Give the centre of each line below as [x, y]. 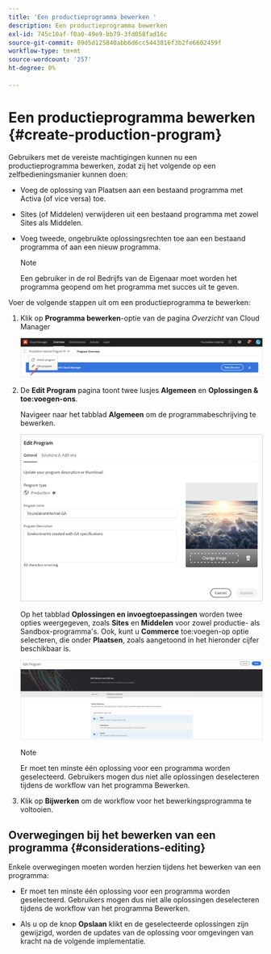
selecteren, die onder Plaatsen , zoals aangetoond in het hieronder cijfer [140, 640]
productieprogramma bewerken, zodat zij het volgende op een [112, 165]
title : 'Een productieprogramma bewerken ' [83, 17]
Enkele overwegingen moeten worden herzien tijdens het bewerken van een [135, 867]
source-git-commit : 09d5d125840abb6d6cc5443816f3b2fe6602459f [115, 43]
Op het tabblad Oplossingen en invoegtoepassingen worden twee [131, 614]
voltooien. [37, 810]
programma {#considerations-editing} [107, 847]
